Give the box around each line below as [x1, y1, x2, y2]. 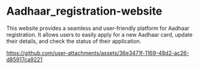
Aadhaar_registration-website [6, 4, 162, 18]
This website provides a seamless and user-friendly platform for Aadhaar [6, 24, 190, 32]
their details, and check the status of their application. [6, 37, 142, 45]
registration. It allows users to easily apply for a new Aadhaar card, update [6, 31, 193, 38]
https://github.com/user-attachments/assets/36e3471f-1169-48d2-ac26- [6, 49, 190, 56]
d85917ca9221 [6, 56, 43, 63]
